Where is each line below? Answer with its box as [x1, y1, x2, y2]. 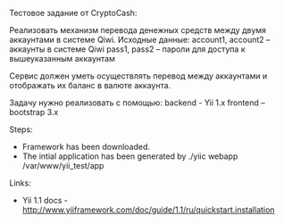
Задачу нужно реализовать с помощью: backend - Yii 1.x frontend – [9, 97, 265, 108]
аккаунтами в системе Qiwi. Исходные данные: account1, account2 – [9, 35, 271, 45]
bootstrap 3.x [9, 107, 59, 117]
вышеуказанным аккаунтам [9, 54, 116, 63]
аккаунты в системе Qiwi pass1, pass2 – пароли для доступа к [9, 44, 246, 54]
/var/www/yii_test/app [21, 161, 104, 170]
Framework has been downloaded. [21, 142, 150, 152]
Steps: [9, 124, 33, 135]
